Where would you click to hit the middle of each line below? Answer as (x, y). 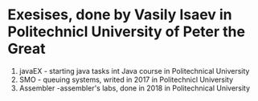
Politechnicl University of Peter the (127, 32)
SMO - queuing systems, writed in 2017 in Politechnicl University (126, 79)
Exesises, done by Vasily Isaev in (120, 15)
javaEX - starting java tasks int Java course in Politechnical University (134, 71)
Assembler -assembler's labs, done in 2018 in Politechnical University (135, 88)
